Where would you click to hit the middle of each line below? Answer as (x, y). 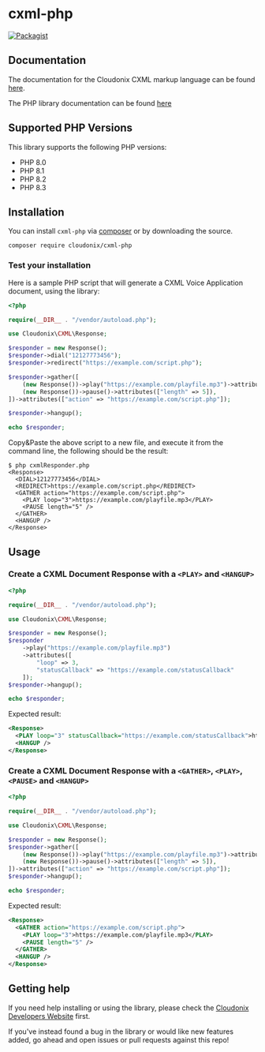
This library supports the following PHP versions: (88, 147)
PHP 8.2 (33, 179)
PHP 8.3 (33, 187)
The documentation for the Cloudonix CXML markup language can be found (132, 79)
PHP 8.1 (32, 170)
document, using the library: (54, 291)
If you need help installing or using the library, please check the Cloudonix (129, 1008)
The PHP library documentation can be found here (90, 103)
